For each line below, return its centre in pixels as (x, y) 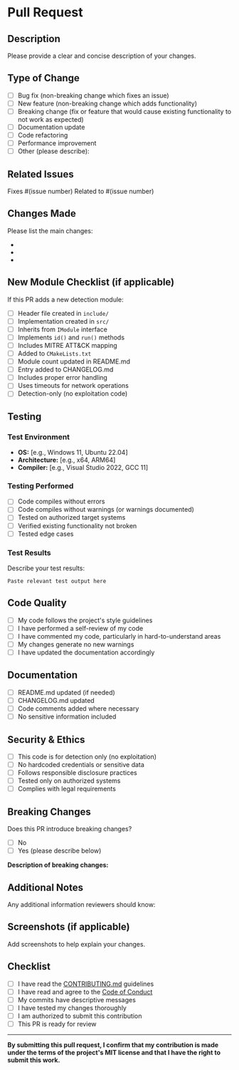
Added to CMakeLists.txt (54, 353)
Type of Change (43, 78)
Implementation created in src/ (63, 321)
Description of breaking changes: (58, 865)
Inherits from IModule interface (63, 329)
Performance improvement (57, 143)
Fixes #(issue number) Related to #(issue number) (81, 191)
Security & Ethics (46, 740)
